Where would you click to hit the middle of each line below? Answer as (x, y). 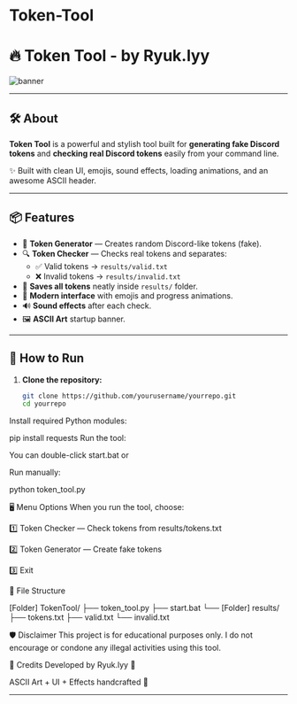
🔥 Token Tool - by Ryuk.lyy (110, 56)
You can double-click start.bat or (69, 455)
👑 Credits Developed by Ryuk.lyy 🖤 (72, 665)
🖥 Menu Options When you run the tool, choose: (97, 507)
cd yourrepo (44, 404)
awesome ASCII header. (53, 180)
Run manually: (35, 472)
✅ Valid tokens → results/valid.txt (101, 266)
